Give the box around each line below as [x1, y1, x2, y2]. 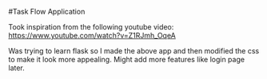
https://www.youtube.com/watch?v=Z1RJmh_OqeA [8, 31, 176, 40]
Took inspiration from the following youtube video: [8, 22, 174, 31]
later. [8, 63, 26, 73]
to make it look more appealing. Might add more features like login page [8, 55, 245, 64]
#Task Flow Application [8, 7, 86, 16]
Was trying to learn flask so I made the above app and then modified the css [8, 46, 260, 55]
